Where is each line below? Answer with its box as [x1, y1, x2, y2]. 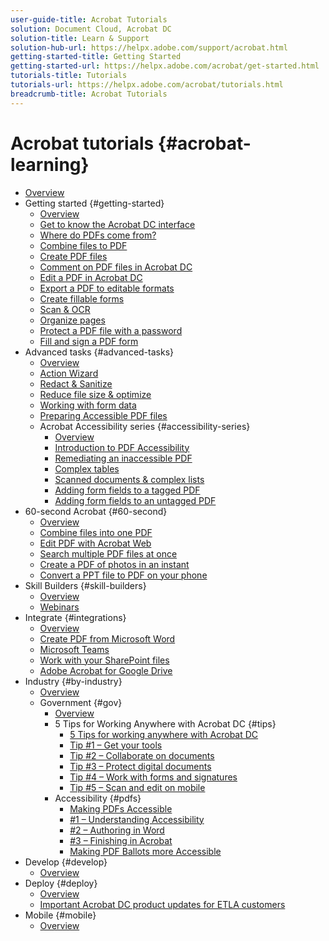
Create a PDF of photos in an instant [39, 558, 190, 570]
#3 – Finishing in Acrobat [69, 834, 173, 846]
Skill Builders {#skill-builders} [24, 579, 147, 591]
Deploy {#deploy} [24, 877, 98, 889]
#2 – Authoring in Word [69, 824, 165, 836]
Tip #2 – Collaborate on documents [69, 749, 215, 761]
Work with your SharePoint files [39, 654, 170, 666]
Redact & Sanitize [39, 377, 113, 390]
